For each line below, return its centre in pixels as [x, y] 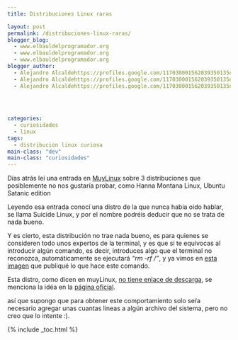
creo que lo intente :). [39, 316]
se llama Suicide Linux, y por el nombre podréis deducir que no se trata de [116, 215]
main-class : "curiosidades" [49, 158]
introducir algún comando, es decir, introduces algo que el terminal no [110, 251]
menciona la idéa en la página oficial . [61, 287]
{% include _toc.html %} [43, 329]
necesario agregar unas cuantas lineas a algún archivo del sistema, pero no [118, 308]
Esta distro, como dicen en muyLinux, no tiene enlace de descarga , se [110, 280]
